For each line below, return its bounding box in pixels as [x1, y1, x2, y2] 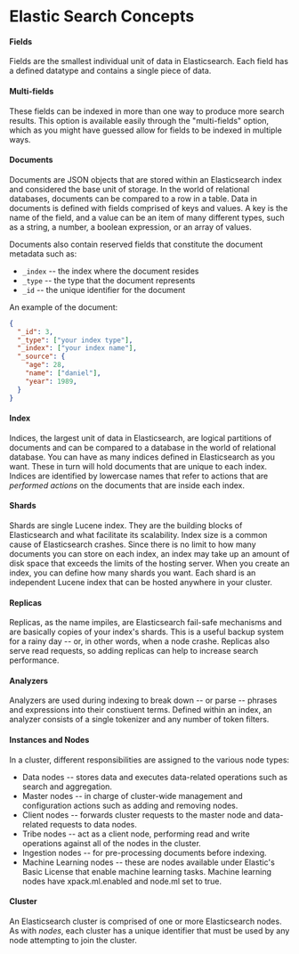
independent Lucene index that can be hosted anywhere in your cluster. [9, 576, 273, 587]
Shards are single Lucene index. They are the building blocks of [9, 519, 243, 531]
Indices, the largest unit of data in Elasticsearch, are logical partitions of [9, 432, 272, 443]
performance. [9, 655, 60, 665]
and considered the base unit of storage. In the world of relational [9, 183, 250, 194]
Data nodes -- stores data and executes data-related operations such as [21, 771, 287, 782]
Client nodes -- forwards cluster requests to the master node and [21, 809, 263, 820]
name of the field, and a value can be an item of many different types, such [9, 212, 285, 223]
